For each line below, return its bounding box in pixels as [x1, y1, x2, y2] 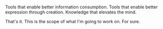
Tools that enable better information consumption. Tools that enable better [5, 4, 158, 10]
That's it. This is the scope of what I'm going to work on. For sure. [5, 19, 141, 24]
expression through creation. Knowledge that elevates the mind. [5, 9, 137, 15]
